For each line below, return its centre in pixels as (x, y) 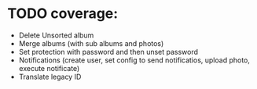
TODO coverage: (63, 14)
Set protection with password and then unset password (108, 52)
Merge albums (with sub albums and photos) (91, 43)
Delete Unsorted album (56, 35)
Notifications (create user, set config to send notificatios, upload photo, (134, 60)
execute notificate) (49, 68)
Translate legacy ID (50, 77)
